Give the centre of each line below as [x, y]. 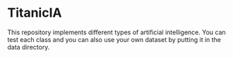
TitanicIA [35, 13]
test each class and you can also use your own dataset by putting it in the [114, 39]
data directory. [29, 47]
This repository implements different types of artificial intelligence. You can [116, 32]
